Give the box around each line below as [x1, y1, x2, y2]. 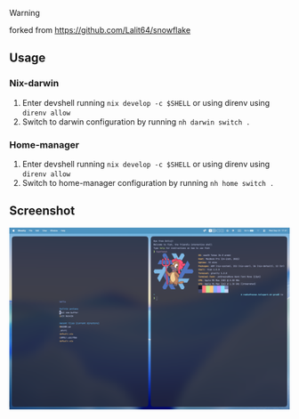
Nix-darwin [9, 77, 60, 90]
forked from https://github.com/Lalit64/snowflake [9, 25, 191, 35]
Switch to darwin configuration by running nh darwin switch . [21, 116, 251, 127]
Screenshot [9, 204, 76, 219]
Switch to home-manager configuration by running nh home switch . [21, 177, 274, 188]
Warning [9, 8, 40, 18]
